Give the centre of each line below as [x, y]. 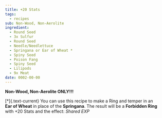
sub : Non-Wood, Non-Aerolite [35, 23]
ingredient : [17, 28]
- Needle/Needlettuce [31, 46]
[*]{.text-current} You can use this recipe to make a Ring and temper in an [79, 101]
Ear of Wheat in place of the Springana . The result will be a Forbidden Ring [81, 106]
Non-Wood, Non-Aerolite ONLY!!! [39, 91]
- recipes [19, 19]
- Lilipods [20, 69]
